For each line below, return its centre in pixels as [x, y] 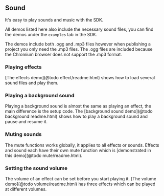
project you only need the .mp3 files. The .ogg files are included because [79, 49]
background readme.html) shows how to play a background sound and [76, 116]
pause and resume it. [26, 122]
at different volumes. [26, 189]
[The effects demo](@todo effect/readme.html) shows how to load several [80, 78]
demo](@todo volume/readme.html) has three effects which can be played [80, 184]
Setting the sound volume [36, 168]
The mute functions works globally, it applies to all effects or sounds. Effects [82, 145]
